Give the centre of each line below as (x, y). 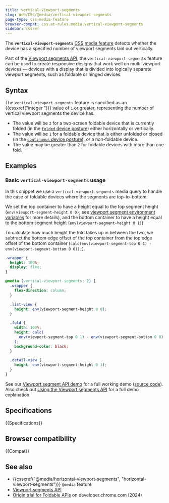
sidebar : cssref (22, 29)
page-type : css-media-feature (37, 19)
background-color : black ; (42, 346)
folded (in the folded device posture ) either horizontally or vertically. (83, 128)
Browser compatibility (41, 439)
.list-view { (23, 304)
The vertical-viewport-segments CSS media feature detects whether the (81, 43)
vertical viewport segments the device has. (50, 113)
